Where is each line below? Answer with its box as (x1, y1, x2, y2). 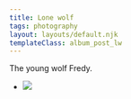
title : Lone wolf (9, 13, 74, 22)
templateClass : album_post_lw (9, 38, 123, 48)
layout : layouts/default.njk (9, 30, 118, 39)
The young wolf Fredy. (9, 63, 92, 74)
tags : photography (9, 22, 78, 31)
